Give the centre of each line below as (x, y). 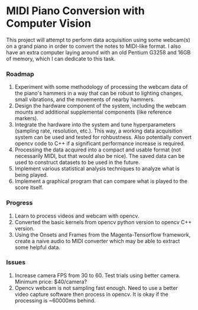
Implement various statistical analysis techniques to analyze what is (97, 169)
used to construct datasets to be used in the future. (77, 162)
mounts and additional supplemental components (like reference (93, 112)
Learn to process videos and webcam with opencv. (77, 216)
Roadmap (20, 74)
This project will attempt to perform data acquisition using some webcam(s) (98, 40)
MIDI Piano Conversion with (75, 11)
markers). (26, 118)
